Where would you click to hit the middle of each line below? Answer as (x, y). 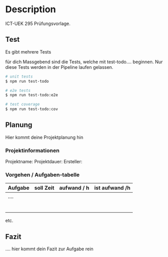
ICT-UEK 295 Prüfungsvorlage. (38, 23)
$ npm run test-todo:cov (32, 109)
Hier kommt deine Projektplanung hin (44, 137)
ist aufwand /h (112, 188)
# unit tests (19, 76)
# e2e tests (18, 90)
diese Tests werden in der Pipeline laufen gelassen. (59, 67)
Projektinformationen (32, 150)
